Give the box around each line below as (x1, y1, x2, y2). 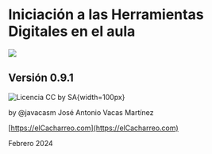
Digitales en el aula (8, 22, 136, 40)
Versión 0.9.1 (8, 71, 74, 85)
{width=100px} (76, 92, 125, 102)
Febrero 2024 (8, 138, 53, 148)
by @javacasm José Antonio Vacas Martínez (8, 107, 154, 117)
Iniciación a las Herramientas (8, 6, 204, 24)
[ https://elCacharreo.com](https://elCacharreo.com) (8, 123, 179, 133)
